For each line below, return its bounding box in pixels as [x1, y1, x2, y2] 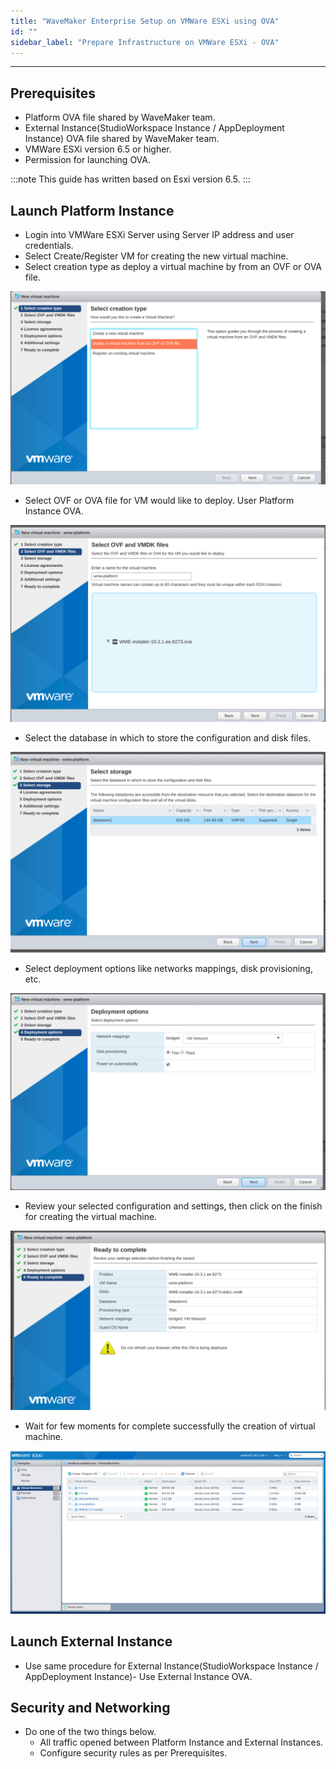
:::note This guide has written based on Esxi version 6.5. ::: [10, 173, 251, 185]
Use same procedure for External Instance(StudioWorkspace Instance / [24, 1660, 319, 1672]
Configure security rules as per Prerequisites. [39, 1747, 228, 1759]
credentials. [24, 240, 74, 251]
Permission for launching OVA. [24, 154, 152, 166]
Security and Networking [10, 1700, 171, 1716]
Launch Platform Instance [10, 202, 175, 219]
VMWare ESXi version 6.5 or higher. [24, 143, 172, 155]
